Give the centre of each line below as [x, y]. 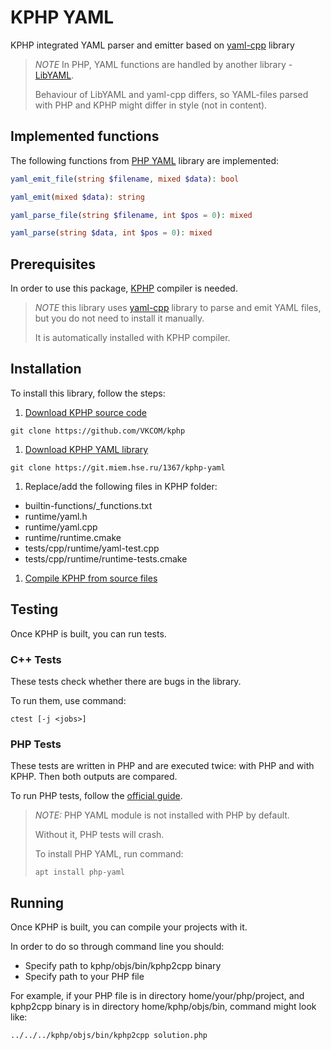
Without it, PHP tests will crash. [99, 835]
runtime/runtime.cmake [73, 537]
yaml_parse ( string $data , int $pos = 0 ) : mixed [111, 233]
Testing [34, 609]
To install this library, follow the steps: [88, 393]
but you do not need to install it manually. [119, 318]
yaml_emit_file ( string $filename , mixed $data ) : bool [125, 179]
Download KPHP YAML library [86, 449]
